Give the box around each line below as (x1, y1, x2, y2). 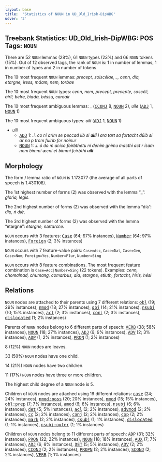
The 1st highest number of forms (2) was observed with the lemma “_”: (5, 190, 146, 195)
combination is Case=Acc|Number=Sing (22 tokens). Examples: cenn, (5, 267, 138, 273)
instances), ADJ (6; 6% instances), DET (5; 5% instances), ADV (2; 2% (5, 441, 144, 447)
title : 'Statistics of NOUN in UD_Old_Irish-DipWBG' (5, 12, 116, 16)
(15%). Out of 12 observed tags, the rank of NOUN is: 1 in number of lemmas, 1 (5, 60, 157, 65)
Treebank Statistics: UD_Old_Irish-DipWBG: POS (5, 34, 154, 42)
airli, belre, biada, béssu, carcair (5, 94, 70, 100)
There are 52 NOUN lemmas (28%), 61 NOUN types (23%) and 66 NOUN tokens (5, 54, 153, 61)
